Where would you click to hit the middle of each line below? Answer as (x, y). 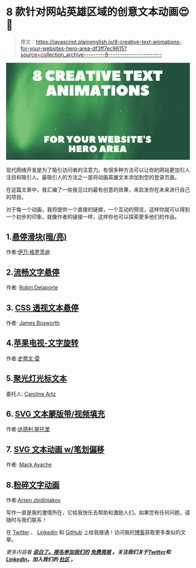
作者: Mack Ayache (29, 465)
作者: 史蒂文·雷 (23, 358)
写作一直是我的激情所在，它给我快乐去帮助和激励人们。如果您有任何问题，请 (98, 512)
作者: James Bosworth (33, 323)
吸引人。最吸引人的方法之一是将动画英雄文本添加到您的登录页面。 (100, 177)
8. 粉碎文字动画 (33, 485)
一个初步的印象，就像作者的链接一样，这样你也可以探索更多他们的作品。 (93, 217)
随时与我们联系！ (27, 520)
